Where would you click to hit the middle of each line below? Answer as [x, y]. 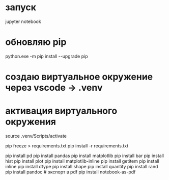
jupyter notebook [23, 21]
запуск [21, 7]
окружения [31, 122]
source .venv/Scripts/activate [36, 136]
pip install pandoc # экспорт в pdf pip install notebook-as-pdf [71, 172]
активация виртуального [61, 111]
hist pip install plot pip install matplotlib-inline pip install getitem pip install [82, 161]
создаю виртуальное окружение [79, 77]
